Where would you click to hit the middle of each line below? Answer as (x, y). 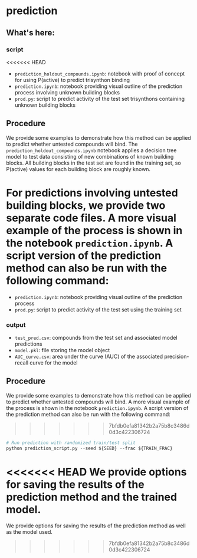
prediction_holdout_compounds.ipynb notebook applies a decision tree (91, 150)
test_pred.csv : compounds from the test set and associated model (96, 337)
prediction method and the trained (92, 497)
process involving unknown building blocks (67, 92)
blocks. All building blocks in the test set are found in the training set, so (93, 163)
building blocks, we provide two (86, 205)
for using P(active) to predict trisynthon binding (72, 80)
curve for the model (53, 362)
